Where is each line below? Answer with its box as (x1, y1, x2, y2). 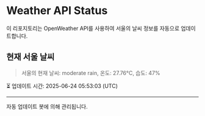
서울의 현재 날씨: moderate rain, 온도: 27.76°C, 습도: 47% (21, 69, 160, 76)
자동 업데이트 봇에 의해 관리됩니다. (6, 103, 88, 110)
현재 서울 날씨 (6, 52, 55, 62)
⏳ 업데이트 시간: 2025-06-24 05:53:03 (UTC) (6, 82, 118, 89)
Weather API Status (6, 4, 108, 18)
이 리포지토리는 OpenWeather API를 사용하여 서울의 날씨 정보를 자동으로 (6, 24, 180, 32)
